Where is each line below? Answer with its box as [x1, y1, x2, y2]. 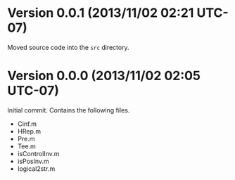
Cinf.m [17, 120, 37, 128]
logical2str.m [17, 164, 56, 173]
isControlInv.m [17, 149, 60, 157]
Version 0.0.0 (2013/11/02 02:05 [7, 68, 201, 84]
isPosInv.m [17, 157, 49, 165]
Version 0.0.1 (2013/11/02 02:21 [7, 5, 194, 21]
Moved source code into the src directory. [7, 43, 129, 51]
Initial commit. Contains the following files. [7, 105, 130, 114]
